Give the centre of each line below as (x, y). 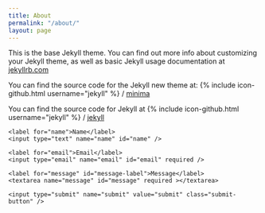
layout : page (30, 30)
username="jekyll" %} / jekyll (57, 118)
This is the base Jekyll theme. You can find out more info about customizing (132, 53)
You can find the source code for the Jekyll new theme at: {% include (122, 85)
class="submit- (211, 195)
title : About (30, 15)
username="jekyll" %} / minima (99, 94)
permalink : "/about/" (44, 23)
